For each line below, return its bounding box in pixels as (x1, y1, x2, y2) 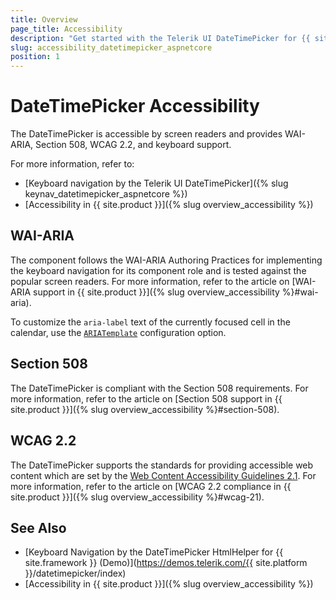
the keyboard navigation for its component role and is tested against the (10, 264, 307, 276)
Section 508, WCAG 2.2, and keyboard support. (35, 139, 232, 151)
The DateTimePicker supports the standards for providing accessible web (10, 459, 314, 471)
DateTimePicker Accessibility (10, 95, 260, 118)
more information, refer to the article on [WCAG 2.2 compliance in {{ (10, 480, 292, 492)
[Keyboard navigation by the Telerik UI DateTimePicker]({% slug (24, 177, 289, 190)
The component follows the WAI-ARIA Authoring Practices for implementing (10, 254, 323, 266)
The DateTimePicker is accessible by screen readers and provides (10, 128, 283, 140)
